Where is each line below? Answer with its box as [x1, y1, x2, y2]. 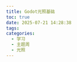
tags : [6, 25, 19, 31]
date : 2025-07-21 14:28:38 [6, 19, 72, 25]
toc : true [6, 14, 30, 20]
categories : [6, 31, 35, 37]
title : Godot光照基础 [6, 8, 55, 15]
